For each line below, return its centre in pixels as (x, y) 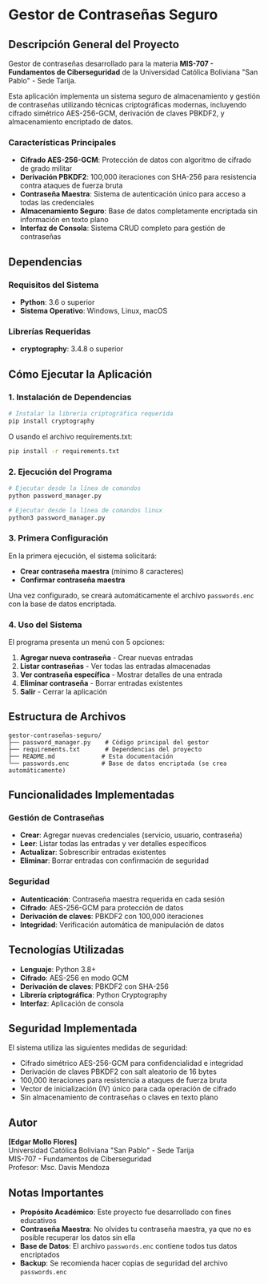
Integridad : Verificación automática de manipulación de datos (122, 925)
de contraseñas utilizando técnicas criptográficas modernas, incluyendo (127, 105)
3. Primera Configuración (58, 538)
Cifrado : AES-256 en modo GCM (74, 978)
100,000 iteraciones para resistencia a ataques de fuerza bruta (123, 1080)
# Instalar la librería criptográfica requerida (91, 413)
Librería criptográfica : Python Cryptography (94, 994)
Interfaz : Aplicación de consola (72, 1003)
